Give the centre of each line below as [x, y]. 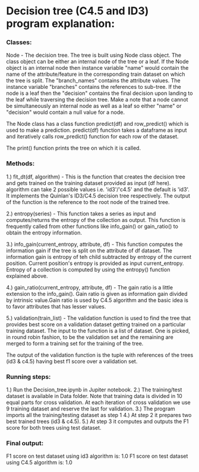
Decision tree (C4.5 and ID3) [78, 11]
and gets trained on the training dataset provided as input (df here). [89, 183]
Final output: [25, 443]
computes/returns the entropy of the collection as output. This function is [96, 220]
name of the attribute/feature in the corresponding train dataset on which [96, 74]
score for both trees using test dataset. [54, 428]
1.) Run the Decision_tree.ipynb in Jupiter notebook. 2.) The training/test [94, 390]
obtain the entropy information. [44, 232]
